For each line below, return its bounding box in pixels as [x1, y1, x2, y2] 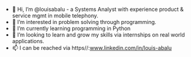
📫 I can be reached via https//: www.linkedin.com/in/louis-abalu [12, 44, 172, 51]
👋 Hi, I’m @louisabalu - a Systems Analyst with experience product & [12, 6, 184, 13]
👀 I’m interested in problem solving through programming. [12, 19, 156, 25]
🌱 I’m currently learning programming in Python [12, 25, 131, 32]
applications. [12, 38, 44, 44]
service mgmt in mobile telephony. [12, 12, 99, 19]
